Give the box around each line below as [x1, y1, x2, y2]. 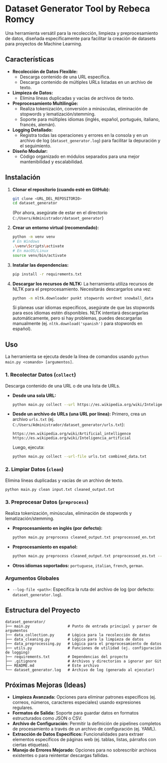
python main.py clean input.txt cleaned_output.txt [5, 487, 115, 492]
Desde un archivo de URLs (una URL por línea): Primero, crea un [12, 411, 146, 417]
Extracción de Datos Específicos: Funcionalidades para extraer [12, 731, 144, 737]
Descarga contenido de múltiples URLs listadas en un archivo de [19, 79, 153, 85]
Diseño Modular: [12, 148, 48, 154]
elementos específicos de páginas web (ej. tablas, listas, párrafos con [12, 737, 156, 743]
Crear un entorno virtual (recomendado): [12, 225, 99, 231]
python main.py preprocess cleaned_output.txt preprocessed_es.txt [12, 553, 156, 558]
